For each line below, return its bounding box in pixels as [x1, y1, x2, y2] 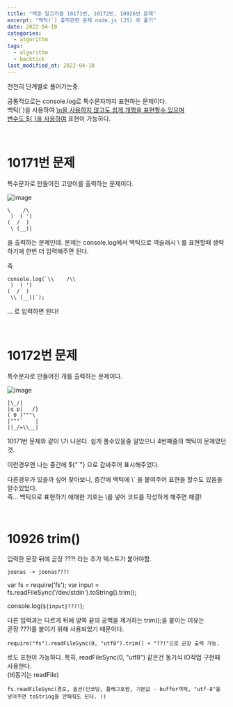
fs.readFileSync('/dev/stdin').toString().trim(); [7, 588, 137, 597]
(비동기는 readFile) [7, 671, 59, 679]
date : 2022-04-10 [7, 23, 58, 30]
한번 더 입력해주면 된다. [25, 247, 89, 255]
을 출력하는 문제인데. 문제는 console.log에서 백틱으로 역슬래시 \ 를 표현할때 [7, 238, 211, 246]
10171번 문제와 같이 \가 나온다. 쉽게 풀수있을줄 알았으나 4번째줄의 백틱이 [7, 436, 203, 445]
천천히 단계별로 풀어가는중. [7, 82, 80, 91]
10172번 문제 [7, 347, 78, 363]
